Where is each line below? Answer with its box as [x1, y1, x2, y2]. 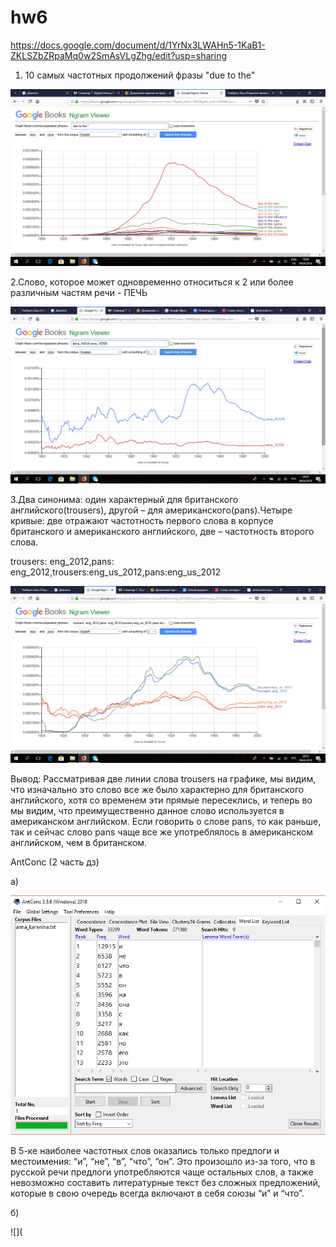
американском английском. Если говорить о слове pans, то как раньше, [10, 815, 322, 827]
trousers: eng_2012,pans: [10, 555, 115, 567]
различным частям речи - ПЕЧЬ [10, 286, 148, 298]
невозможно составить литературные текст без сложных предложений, [10, 1176, 321, 1188]
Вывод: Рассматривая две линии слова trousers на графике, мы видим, [10, 772, 317, 785]
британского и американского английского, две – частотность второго [10, 525, 315, 537]
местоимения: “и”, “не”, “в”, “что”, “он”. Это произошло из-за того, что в [10, 1155, 316, 1167]
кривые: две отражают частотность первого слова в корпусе [10, 514, 274, 526]
